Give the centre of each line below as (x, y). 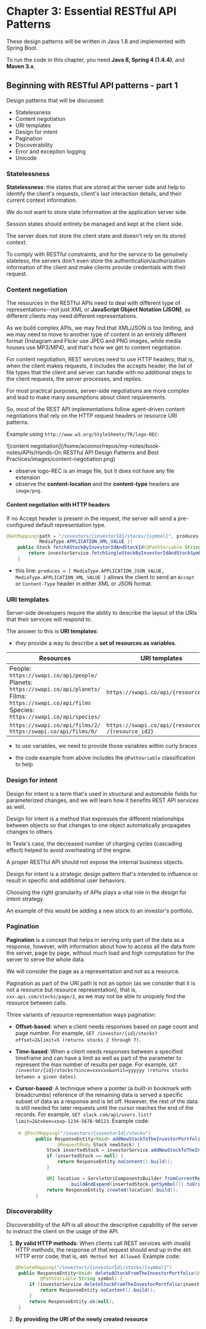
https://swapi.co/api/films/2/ (55, 726)
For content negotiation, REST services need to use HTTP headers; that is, (100, 360)
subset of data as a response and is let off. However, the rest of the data (106, 1101)
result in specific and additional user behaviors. (66, 880)
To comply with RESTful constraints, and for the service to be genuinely (97, 254)
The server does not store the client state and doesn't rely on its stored (96, 236)
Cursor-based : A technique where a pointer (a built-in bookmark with (103, 1088)
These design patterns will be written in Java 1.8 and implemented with (96, 41)
